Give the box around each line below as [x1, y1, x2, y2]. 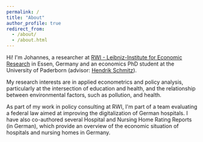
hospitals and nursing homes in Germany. [6, 129, 111, 136]
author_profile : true [6, 20, 62, 26]
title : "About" [6, 15, 45, 21]
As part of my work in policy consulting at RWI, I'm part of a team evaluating [6, 103, 198, 110]
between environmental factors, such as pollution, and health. [6, 92, 162, 98]
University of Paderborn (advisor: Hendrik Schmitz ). [6, 67, 137, 73]
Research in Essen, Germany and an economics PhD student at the [6, 60, 175, 67]
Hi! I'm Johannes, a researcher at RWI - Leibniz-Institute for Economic [6, 54, 183, 61]
